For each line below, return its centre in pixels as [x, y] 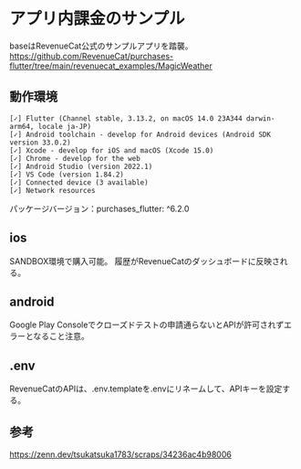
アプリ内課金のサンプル [97, 19]
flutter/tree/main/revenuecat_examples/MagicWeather [111, 66]
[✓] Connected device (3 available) [79, 182]
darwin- [260, 118]
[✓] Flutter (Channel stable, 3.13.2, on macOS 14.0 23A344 [126, 118]
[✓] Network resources [52, 190]
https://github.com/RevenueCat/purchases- [92, 56]
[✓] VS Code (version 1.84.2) [67, 175]
